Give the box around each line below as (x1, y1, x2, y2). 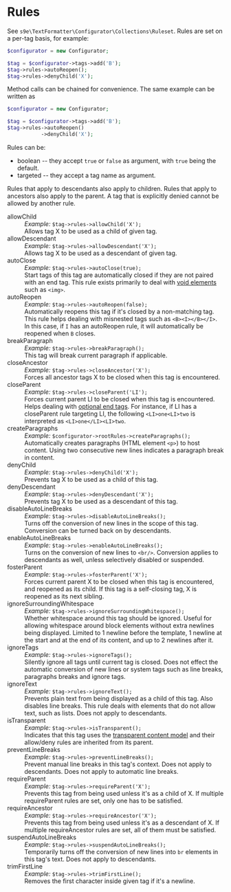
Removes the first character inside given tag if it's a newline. (24, 877, 196, 885)
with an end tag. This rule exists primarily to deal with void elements (24, 278, 217, 286)
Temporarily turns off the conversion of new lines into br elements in (24, 847, 219, 856)
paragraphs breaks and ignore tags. (24, 672, 126, 680)
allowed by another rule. (7, 199, 76, 207)
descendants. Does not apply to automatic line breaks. (24, 767, 179, 775)
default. (16, 164, 39, 172)
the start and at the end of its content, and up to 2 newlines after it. (24, 636, 214, 644)
